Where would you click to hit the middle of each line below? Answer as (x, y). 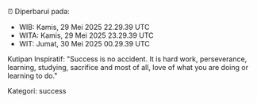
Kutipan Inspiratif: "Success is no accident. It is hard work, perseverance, (127, 59)
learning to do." (33, 75)
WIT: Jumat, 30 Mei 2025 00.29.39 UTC (84, 44)
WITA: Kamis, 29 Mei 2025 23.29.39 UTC (86, 35)
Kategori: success (37, 91)
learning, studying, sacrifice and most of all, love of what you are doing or (128, 67)
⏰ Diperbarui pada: (39, 11)
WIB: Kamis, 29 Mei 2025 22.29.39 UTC (84, 27)
